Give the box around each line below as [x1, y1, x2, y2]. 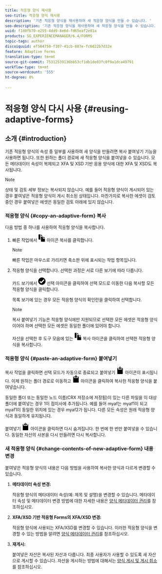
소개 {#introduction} [5, 134, 67, 143]
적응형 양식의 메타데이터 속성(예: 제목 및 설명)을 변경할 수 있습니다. [12, 491, 139, 497]
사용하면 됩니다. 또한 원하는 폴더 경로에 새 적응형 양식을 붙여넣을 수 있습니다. [5, 155, 150, 160]
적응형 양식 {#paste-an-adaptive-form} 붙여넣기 [5, 355, 117, 362]
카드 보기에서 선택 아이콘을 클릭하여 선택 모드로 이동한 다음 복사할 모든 [12, 280, 155, 286]
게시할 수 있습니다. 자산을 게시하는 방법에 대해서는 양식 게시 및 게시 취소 [21, 557, 158, 563]
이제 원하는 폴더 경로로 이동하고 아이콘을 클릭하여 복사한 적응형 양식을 [11, 378, 152, 384]
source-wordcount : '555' [5, 70, 55, 75]
